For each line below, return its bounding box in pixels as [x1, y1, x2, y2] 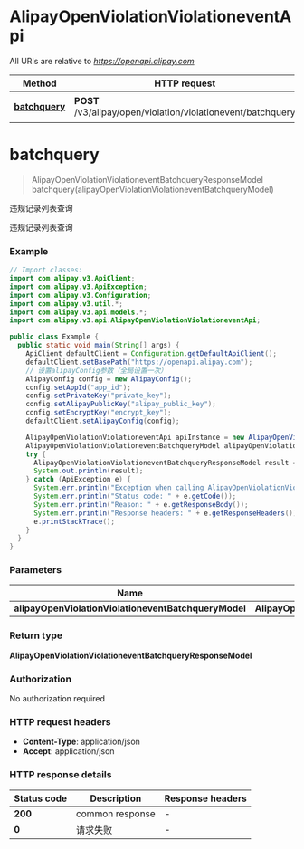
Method [22, 77, 57, 90]
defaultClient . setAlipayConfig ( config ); [25, 416, 180, 426]
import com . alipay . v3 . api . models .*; [9, 308, 147, 317]
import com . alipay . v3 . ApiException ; [9, 282, 147, 291]
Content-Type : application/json [22, 736, 140, 748]
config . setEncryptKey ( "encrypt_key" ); [25, 408, 172, 417]
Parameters [9, 564, 62, 577]
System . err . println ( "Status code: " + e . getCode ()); [33, 491, 237, 501]
